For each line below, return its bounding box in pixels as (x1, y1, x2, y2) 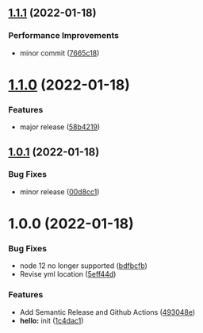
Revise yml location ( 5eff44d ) (19, 270, 117, 279)
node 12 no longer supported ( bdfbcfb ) (19, 261, 148, 270)
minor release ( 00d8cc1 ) (19, 186, 100, 197)
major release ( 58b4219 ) (19, 122, 101, 132)
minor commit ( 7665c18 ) (19, 48, 100, 58)
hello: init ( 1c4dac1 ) (19, 316, 84, 325)
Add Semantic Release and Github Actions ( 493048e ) (19, 307, 196, 316)
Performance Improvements (8, 30, 120, 41)
